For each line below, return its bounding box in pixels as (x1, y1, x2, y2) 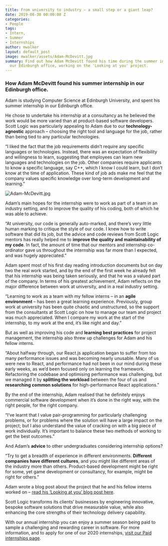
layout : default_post (5, 49, 50, 54)
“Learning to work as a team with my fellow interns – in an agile (5, 293, 136, 299)
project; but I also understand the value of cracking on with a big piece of (5, 423, 156, 429)
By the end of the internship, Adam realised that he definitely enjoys (5, 392, 145, 398)
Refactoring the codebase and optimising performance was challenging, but (5, 372, 162, 378)
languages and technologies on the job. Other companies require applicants (5, 159, 161, 165)
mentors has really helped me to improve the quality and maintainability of (5, 237, 161, 243)
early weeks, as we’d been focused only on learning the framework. (5, 366, 145, 372)
